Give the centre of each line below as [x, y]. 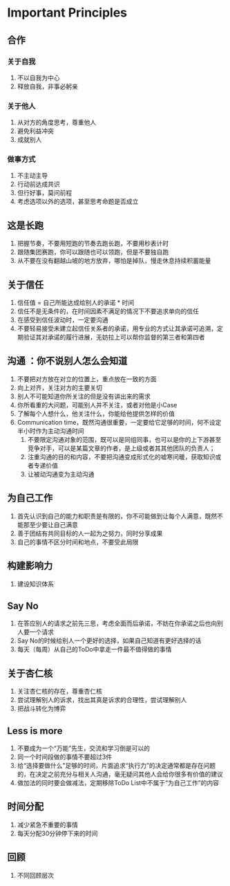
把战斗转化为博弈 [41, 709]
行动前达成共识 [38, 184]
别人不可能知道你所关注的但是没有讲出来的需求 [84, 396]
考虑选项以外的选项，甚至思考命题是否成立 [78, 201]
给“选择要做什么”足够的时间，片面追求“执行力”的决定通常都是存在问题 [116, 765]
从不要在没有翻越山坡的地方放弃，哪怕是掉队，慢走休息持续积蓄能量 [114, 261]
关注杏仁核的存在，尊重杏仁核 [59, 691]
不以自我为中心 [38, 77]
